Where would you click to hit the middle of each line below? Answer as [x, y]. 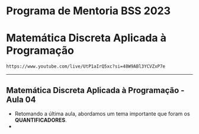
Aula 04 [21, 99]
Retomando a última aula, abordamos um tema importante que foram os [102, 113]
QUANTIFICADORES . [41, 120]
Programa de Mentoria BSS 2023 [88, 11]
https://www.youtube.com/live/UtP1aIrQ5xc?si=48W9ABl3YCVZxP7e [86, 66]
